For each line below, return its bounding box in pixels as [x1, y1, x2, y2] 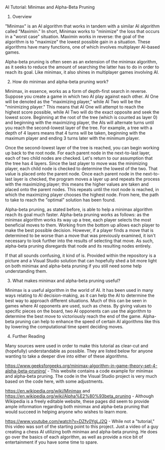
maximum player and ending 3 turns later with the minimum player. [5, 135, 140, 141]
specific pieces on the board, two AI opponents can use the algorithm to [5, 308, 151, 314]
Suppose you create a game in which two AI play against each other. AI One [5, 93, 159, 99]
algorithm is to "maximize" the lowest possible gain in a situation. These [5, 39, 151, 45]
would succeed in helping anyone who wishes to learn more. [5, 409, 128, 415]
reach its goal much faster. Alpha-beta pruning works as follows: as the [5, 212, 150, 218]
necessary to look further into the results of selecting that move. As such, [5, 238, 154, 244]
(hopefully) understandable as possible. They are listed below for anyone [5, 348, 153, 354]
